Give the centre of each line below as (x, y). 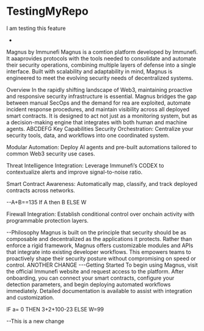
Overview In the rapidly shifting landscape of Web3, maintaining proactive (99, 89)
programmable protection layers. (47, 220)
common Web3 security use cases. (51, 154)
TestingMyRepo (47, 11)
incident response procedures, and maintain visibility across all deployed (98, 109)
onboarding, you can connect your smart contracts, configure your (90, 278)
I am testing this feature (36, 28)
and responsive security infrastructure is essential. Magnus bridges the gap (101, 96)
